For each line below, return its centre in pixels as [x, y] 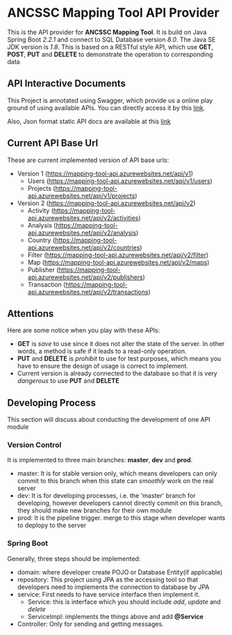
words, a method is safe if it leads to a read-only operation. [102, 351]
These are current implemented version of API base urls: [88, 160]
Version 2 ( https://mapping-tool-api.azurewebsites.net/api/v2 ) [106, 203]
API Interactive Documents [67, 84]
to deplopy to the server [52, 525]
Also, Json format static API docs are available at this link [89, 121]
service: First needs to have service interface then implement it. [108, 594]
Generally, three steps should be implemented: [74, 558]
